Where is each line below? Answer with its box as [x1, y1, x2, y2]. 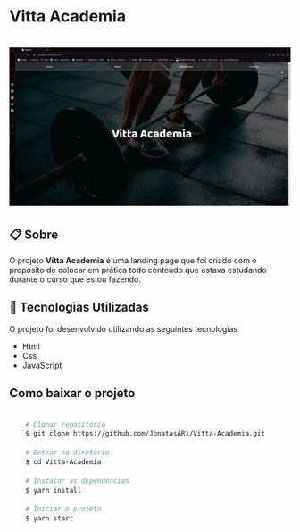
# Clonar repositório [25, 420, 105, 429]
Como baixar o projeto [9, 386, 136, 401]
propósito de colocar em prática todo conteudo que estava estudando [9, 265, 268, 276]
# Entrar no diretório [25, 448, 110, 457]
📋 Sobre [9, 227, 59, 242]
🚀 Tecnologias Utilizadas [9, 300, 149, 315]
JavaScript [21, 360, 62, 370]
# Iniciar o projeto [25, 504, 102, 514]
